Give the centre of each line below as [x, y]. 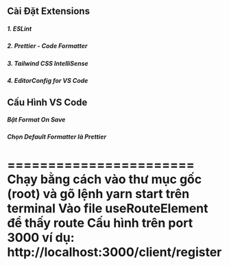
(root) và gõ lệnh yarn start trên [98, 194]
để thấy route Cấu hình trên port [100, 223]
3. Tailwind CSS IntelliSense [48, 63]
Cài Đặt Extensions [49, 11]
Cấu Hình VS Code [47, 102]
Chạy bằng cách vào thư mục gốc [105, 179]
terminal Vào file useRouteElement [108, 208]
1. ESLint [20, 28]
